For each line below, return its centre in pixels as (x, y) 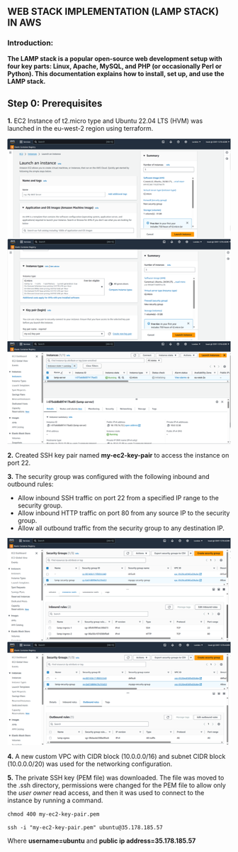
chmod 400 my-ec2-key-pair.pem (53, 814)
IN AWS (24, 23)
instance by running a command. (55, 800)
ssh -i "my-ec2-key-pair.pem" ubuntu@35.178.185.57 (85, 827)
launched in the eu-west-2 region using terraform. (80, 128)
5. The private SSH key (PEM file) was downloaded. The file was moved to (116, 777)
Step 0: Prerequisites (55, 103)
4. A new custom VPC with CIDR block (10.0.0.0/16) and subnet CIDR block (117, 756)
